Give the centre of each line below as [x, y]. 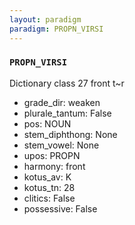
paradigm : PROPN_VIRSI [56, 29]
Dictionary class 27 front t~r [67, 83]
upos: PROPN [52, 155]
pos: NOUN [47, 123]
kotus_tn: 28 [49, 187]
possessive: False [60, 208]
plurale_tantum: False [67, 113]
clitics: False [49, 198]
